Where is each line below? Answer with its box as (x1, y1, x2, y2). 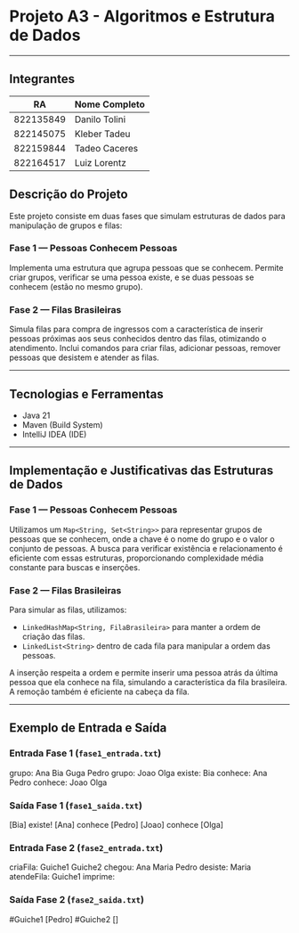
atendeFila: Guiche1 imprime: (9, 872, 116, 882)
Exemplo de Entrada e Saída (9, 720, 167, 736)
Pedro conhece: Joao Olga (9, 777, 108, 788)
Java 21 (21, 410, 51, 421)
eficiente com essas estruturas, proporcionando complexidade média (9, 552, 264, 563)
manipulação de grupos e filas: (9, 220, 123, 231)
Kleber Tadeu (74, 127, 131, 140)
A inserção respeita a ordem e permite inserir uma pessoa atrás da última (9, 667, 279, 678)
